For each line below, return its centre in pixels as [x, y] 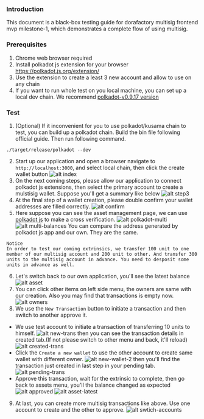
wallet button [32, 174]
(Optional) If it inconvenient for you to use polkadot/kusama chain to [100, 125]
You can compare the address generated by [123, 226]
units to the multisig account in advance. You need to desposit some [98, 259]
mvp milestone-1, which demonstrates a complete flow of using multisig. [97, 29]
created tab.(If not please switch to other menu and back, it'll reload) [101, 339]
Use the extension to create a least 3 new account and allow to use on [103, 77]
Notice [15, 243]
